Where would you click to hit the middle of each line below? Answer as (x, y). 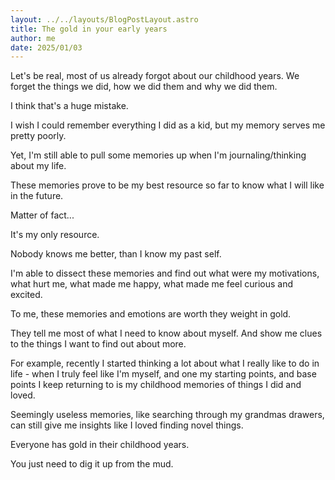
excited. (26, 295)
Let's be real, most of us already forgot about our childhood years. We (155, 76)
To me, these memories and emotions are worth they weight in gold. (151, 314)
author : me (33, 38)
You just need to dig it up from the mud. (92, 464)
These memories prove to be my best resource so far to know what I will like (167, 185)
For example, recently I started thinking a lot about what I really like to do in (165, 363)
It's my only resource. (55, 235)
